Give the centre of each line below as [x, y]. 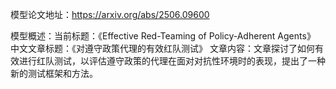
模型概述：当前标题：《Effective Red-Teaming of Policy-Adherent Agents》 [163, 36]
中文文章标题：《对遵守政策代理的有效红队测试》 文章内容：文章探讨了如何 [162, 48]
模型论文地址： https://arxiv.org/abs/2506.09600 [110, 14]
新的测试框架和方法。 [54, 73]
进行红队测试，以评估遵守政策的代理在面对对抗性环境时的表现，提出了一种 [172, 61]
